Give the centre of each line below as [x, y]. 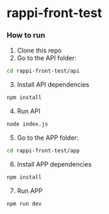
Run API [28, 111]
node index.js [28, 124]
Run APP [30, 191]
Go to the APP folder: [48, 138]
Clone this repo [39, 50]
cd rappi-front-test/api [43, 71]
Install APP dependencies [54, 164]
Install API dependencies [53, 85]
